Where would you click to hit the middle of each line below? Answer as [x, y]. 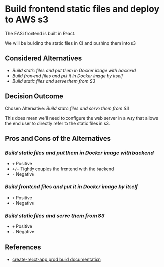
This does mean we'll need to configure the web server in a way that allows [82, 118]
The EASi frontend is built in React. [40, 33]
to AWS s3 [27, 20]
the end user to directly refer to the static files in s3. [58, 123]
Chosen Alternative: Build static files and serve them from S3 [67, 108]
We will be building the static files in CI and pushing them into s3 [71, 43]
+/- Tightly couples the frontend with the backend [63, 169]
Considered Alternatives [44, 59]
